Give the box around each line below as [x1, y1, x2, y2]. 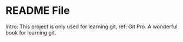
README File [5, 4, 70, 17]
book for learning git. [5, 29, 56, 36]
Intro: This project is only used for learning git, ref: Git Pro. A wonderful [5, 23, 178, 30]
